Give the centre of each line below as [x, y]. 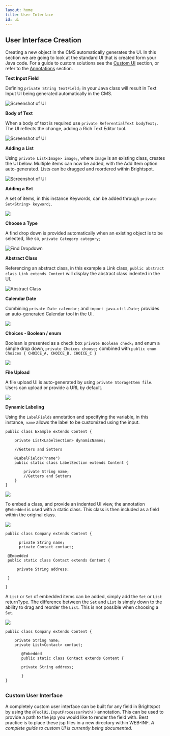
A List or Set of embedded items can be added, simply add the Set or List [84, 597]
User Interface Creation [43, 40]
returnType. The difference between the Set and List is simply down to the [84, 602]
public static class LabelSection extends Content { [72, 463]
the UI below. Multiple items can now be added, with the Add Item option [81, 164]
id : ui [12, 19]
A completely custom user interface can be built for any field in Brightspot [83, 706]
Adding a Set [19, 189]
